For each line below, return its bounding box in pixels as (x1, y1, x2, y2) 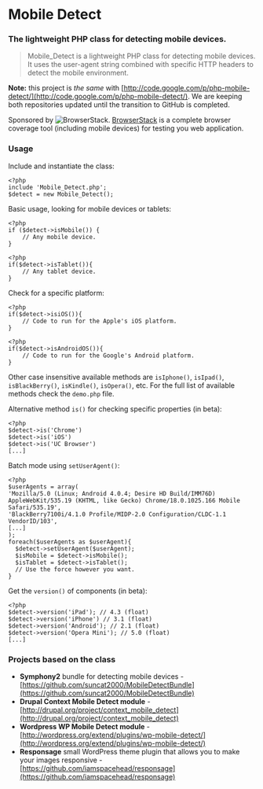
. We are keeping (187, 92, 243, 101)
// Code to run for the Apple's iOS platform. (22, 317, 177, 325)
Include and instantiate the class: (8, 161, 115, 171)
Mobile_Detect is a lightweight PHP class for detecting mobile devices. (27, 51, 256, 61)
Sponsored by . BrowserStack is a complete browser (8, 116, 232, 125)
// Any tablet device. (22, 267, 97, 275)
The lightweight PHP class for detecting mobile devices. (8, 34, 227, 45)
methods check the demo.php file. (8, 389, 115, 398)
